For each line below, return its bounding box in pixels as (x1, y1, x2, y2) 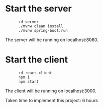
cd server (18, 19, 39, 24)
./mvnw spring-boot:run (18, 28, 68, 33)
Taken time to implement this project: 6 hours (5, 97, 98, 103)
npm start (18, 79, 39, 84)
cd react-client (18, 70, 52, 75)
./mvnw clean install (18, 23, 64, 29)
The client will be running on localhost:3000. (5, 88, 97, 94)
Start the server (5, 3, 72, 14)
